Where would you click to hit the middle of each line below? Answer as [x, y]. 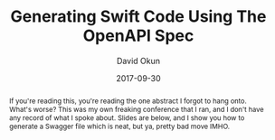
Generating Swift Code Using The [138, 17]
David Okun [138, 61]
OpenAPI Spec [138, 36]
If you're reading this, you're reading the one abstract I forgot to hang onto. [128, 101]
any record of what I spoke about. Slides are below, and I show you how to [127, 118]
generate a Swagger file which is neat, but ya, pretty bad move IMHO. [119, 126]
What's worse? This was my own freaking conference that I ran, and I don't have [136, 109]
